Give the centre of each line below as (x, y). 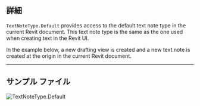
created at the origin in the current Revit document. (69, 56)
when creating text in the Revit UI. (48, 38)
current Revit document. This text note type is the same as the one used (95, 32)
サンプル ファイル (38, 82)
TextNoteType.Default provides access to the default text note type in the (96, 25)
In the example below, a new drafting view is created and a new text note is (98, 49)
